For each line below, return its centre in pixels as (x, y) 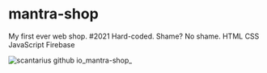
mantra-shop (53, 14)
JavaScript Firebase (42, 44)
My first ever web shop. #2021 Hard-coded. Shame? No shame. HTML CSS (134, 36)
